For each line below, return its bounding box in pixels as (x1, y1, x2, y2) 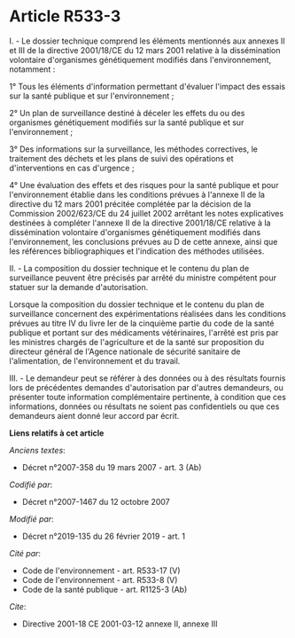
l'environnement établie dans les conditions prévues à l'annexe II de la (9, 189, 266, 200)
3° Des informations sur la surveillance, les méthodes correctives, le (9, 144, 259, 154)
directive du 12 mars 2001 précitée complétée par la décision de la (9, 198, 252, 209)
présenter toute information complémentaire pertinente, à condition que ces (9, 391, 286, 402)
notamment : (9, 64, 56, 75)
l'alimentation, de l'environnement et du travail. (9, 355, 181, 366)
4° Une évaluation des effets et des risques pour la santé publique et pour (9, 179, 279, 190)
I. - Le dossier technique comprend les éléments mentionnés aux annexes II (9, 35, 285, 46)
